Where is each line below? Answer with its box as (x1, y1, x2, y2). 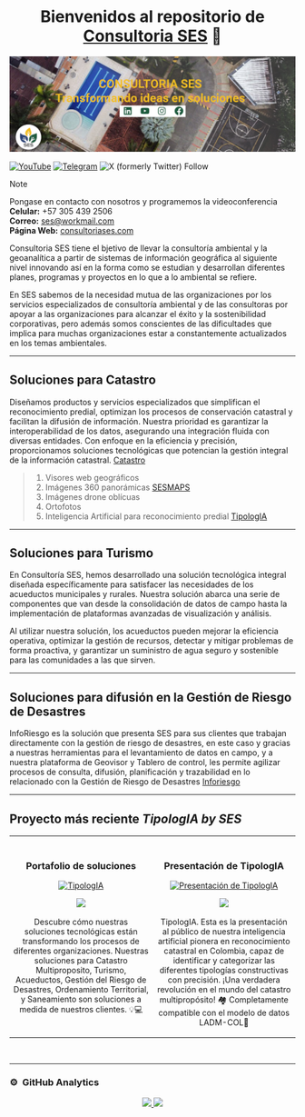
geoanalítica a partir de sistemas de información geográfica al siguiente (9, 252, 278, 263)
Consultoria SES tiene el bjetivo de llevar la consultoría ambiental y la (9, 243, 268, 254)
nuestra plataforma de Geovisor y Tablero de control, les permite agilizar (9, 757, 281, 768)
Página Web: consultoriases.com (9, 224, 134, 235)
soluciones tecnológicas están (24, 926, 138, 937)
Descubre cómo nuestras (34, 916, 129, 928)
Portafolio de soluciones (25, 859, 136, 872)
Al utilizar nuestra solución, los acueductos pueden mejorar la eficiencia (9, 625, 279, 637)
